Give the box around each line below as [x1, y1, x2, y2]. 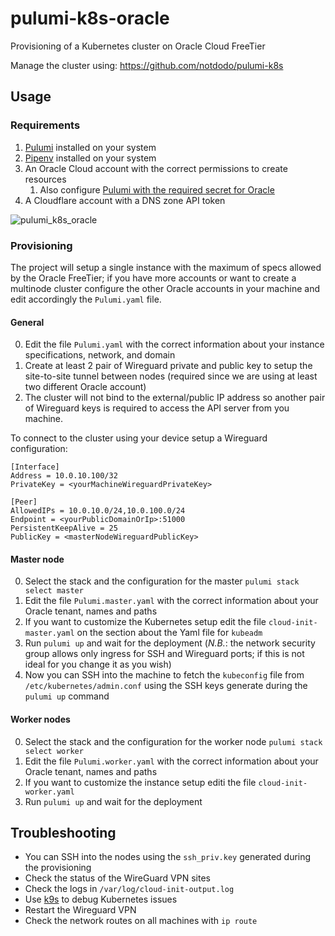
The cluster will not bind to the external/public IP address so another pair [24, 392, 326, 404]
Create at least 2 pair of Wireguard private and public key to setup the [24, 360, 313, 372]
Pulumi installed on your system [24, 141, 157, 153]
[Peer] [10, 497, 38, 507]
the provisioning [24, 862, 92, 874]
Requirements [10, 118, 81, 132]
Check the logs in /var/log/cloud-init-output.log [24, 883, 235, 895]
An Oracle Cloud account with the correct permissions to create [24, 162, 288, 174]
